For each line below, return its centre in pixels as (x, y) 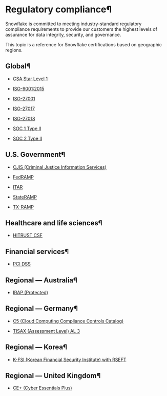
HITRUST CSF (27, 236)
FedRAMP (23, 177)
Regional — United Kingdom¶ (53, 376)
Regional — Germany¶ (42, 309)
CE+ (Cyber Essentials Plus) (43, 388)
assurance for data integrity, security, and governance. (63, 34)
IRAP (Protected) (30, 292)
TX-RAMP (23, 207)
